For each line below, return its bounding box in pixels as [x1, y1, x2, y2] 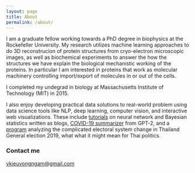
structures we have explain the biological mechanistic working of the [6, 60, 172, 67]
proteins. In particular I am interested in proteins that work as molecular [6, 66, 178, 73]
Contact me [6, 147, 40, 155]
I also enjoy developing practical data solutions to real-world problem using [6, 101, 187, 108]
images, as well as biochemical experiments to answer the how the [6, 54, 168, 61]
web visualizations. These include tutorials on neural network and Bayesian [6, 114, 187, 121]
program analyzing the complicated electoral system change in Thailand [6, 126, 180, 133]
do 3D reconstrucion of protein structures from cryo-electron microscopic [6, 48, 184, 55]
